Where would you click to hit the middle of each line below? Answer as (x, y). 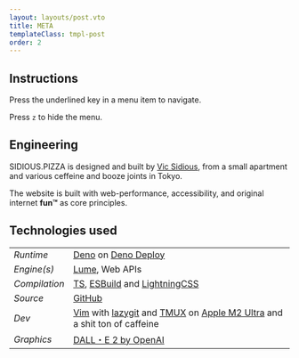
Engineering (44, 145)
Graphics (33, 339)
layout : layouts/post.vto (57, 17)
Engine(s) (34, 269)
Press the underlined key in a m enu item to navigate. (105, 100)
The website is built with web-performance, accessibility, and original (137, 193)
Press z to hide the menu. (56, 118)
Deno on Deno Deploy (119, 255)
